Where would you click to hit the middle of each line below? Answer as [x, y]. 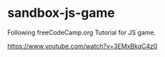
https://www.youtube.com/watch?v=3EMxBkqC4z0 [82, 46]
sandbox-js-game [61, 13]
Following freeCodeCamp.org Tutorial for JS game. [81, 32]
